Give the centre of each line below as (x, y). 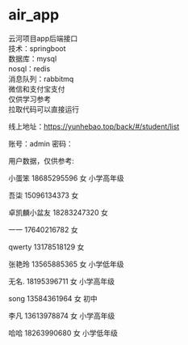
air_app (34, 15)
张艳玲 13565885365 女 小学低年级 (66, 264)
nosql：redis (29, 68)
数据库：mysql (33, 58)
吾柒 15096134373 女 (44, 195)
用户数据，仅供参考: (42, 160)
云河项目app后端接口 (43, 38)
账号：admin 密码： (41, 143)
